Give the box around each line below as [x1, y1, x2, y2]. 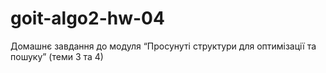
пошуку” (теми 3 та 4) [10, 50, 104, 62]
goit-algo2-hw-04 [10, 7, 165, 30]
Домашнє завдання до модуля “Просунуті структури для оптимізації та [10, 40, 317, 52]
